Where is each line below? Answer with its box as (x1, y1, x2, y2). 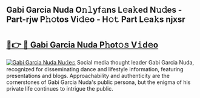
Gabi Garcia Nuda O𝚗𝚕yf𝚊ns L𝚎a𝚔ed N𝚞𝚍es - (6, 5, 182, 15)
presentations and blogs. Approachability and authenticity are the (6, 72, 170, 79)
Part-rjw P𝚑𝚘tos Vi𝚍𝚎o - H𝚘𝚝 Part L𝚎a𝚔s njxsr (6, 15, 186, 25)
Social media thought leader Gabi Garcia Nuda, (76, 59, 195, 66)
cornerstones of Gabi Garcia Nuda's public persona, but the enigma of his (6, 79, 191, 86)
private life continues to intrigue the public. (6, 85, 113, 92)
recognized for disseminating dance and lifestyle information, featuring (6, 66, 184, 72)
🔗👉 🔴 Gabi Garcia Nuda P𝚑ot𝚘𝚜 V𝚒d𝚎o (6, 40, 159, 50)
